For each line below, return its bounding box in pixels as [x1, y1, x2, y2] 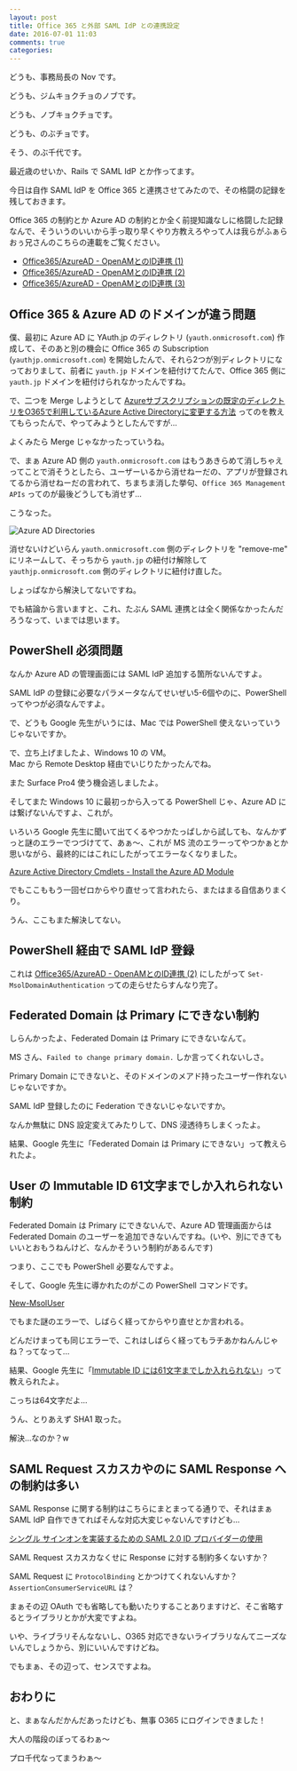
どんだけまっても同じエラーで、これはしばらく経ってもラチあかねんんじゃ [9, 1335, 279, 1346]
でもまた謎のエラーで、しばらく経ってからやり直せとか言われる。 [9, 1316, 249, 1327]
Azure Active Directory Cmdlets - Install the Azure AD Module [9, 866, 235, 876]
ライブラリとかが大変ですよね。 [24, 1612, 142, 1623]
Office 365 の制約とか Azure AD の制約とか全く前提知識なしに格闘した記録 [9, 215, 284, 226]
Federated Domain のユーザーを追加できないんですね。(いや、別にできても [9, 1232, 283, 1242]
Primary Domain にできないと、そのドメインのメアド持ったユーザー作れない [9, 1071, 287, 1081]
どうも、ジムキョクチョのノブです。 [9, 91, 141, 101]
